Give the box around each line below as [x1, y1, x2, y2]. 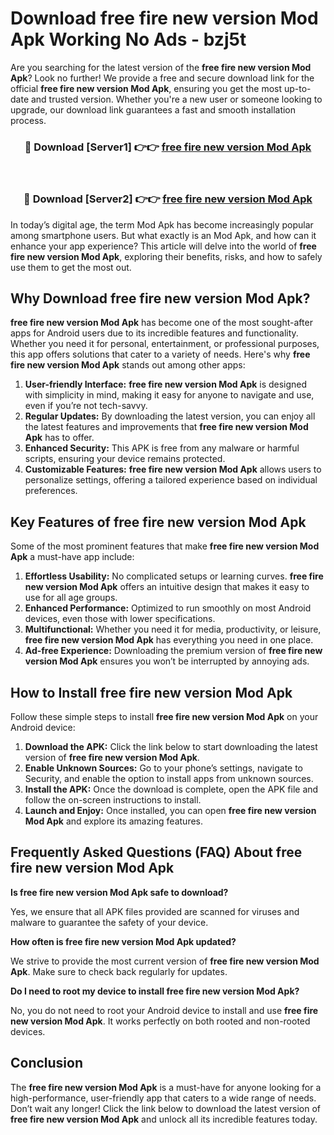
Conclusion [10, 1055, 84, 1072]
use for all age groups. [24, 592, 118, 604]
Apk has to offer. [24, 432, 95, 444]
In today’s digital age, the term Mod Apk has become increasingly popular [10, 218, 314, 231]
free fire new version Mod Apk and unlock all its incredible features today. [10, 1113, 318, 1125]
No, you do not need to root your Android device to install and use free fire [10, 1004, 319, 1016]
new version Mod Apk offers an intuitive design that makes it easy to [24, 581, 310, 593]
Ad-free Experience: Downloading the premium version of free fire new [24, 645, 323, 657]
